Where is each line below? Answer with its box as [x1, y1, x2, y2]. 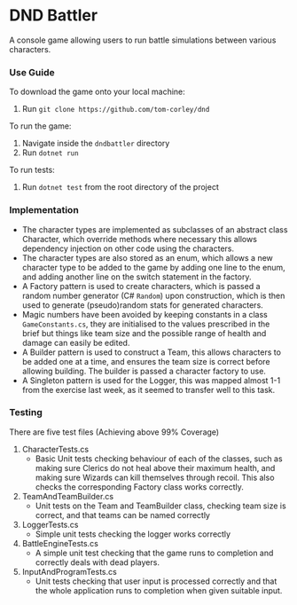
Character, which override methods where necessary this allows [21, 233, 257, 244]
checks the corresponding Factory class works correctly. [35, 481, 244, 492]
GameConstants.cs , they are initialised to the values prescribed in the [21, 318, 270, 329]
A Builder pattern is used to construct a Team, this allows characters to [21, 347, 282, 357]
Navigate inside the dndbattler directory [21, 138, 170, 149]
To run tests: [9, 165, 55, 176]
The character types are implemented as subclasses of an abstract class [21, 224, 288, 235]
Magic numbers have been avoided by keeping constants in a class [21, 309, 268, 319]
